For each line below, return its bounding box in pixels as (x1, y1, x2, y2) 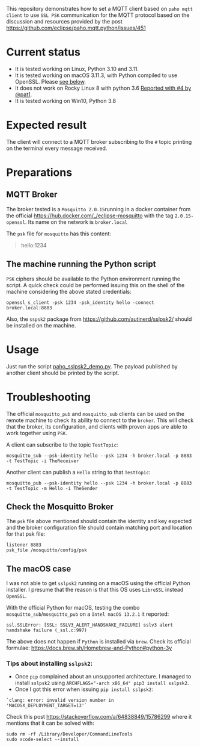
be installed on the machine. (6, 321, 76, 329)
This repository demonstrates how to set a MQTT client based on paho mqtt (6, 5, 193, 12)
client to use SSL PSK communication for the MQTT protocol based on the (6, 11, 190, 19)
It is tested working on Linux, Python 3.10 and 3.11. (14, 65, 139, 72)
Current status (6, 45, 81, 59)
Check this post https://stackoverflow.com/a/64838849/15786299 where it (6, 713, 192, 721)
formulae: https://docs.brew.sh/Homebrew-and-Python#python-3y (6, 644, 172, 652)
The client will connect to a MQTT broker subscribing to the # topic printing (6, 138, 192, 145)
